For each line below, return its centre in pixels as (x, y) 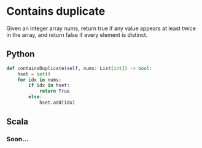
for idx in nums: (40, 80)
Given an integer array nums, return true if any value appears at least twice (101, 28)
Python (21, 54)
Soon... (17, 139)
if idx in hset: (49, 85)
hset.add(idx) (57, 103)
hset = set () (34, 74)
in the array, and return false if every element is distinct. (77, 34)
